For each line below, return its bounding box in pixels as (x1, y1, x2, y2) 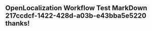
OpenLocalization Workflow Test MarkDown (5, 4, 147, 12)
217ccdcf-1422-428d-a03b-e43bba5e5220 (5, 12, 146, 20)
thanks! (5, 19, 30, 28)
